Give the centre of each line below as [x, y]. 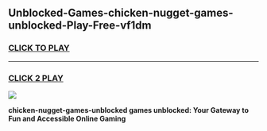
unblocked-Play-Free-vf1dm [80, 26]
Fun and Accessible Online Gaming [67, 118]
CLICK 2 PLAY [36, 78]
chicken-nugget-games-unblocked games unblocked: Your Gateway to [128, 110]
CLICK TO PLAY [39, 48]
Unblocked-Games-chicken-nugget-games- [121, 13]
